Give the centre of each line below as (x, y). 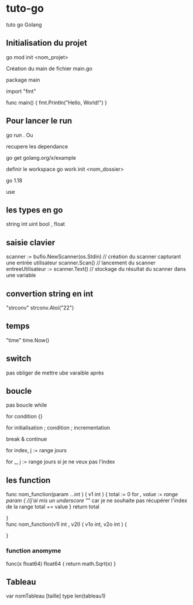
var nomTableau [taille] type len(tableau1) (56, 596)
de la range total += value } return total (53, 507)
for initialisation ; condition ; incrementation (58, 428)
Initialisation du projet (47, 43)
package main (23, 80)
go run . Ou (20, 135)
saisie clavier (31, 243)
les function (28, 480)
